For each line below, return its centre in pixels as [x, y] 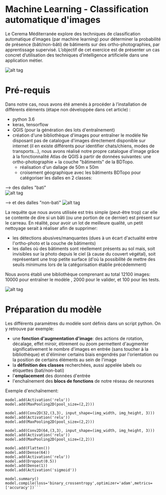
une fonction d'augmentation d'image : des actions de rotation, [78, 338]
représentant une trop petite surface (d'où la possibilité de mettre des [84, 259]
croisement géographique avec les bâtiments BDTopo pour [80, 172]
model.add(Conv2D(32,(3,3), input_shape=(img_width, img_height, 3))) [80, 413]
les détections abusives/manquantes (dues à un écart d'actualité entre [85, 238]
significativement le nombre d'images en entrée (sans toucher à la [80, 349]
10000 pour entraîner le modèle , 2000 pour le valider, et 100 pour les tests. [83, 280]
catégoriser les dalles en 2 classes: [56, 178]
